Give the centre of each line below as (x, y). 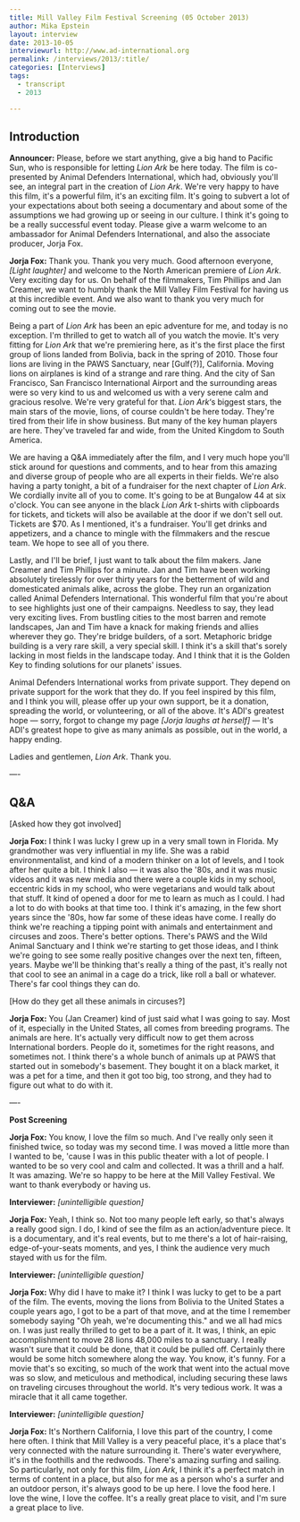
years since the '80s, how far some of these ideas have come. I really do (143, 918)
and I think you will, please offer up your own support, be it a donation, (139, 701)
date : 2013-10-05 (42, 43)
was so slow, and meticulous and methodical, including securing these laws (149, 1378)
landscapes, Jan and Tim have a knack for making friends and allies (134, 627)
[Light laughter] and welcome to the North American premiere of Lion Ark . (146, 270)
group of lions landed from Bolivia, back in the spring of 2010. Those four (144, 355)
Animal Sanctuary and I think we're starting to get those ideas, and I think (144, 946)
